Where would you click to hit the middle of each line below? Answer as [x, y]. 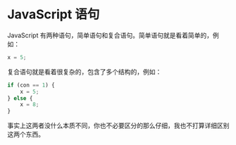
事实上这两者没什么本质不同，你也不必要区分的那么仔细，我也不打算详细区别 [118, 126]
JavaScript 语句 [54, 14]
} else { [20, 98]
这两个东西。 [26, 134]
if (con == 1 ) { [31, 85]
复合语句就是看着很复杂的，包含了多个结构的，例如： [85, 72]
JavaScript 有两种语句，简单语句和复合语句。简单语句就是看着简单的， [110, 35]
